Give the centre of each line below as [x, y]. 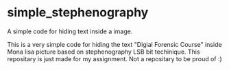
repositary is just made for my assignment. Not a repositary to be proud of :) [115, 58]
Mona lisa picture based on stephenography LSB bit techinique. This [104, 52]
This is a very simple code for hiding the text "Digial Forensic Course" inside [114, 44]
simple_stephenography [78, 13]
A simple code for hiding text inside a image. [70, 31]
